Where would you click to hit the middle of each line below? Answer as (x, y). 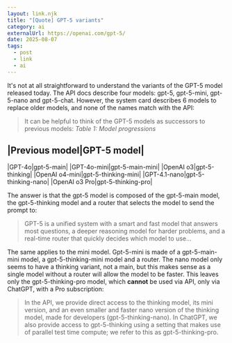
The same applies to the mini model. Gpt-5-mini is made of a (94, 252)
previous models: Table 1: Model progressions (90, 128)
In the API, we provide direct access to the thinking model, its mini (118, 303)
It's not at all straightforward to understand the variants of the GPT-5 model (115, 85)
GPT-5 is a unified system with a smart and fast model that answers (121, 224)
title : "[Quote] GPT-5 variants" (56, 20)
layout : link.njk (32, 14)
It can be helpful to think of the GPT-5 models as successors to (115, 121)
